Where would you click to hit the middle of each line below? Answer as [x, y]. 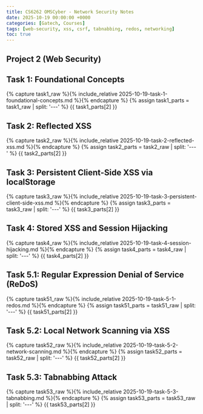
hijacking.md [22, 249]
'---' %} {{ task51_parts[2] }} [42, 312]
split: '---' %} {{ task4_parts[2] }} [48, 255]
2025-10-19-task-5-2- [151, 345]
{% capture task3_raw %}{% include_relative [63, 196]
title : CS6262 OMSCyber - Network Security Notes [70, 12]
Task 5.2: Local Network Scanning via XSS [88, 330]
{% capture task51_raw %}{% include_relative [64, 299]
